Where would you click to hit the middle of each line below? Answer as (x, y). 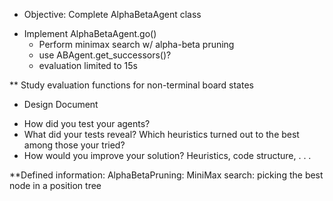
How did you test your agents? (87, 123)
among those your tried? (74, 145)
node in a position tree (55, 185)
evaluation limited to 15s (88, 65)
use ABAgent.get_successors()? (105, 55)
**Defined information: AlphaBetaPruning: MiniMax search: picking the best (166, 175)
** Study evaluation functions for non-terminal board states (131, 85)
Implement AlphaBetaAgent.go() (90, 33)
